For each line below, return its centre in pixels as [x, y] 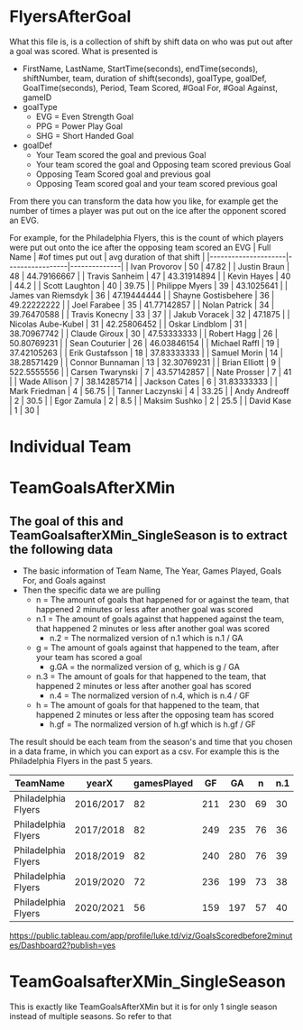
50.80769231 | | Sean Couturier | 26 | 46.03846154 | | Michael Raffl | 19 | [144, 343]
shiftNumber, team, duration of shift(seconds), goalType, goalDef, [145, 78]
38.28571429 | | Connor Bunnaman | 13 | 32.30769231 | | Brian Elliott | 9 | [145, 362]
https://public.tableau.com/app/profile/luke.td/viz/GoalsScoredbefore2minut [151, 936]
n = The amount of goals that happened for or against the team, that [162, 600]
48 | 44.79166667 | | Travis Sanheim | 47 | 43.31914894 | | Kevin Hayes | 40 [150, 276]
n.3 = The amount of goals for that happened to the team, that [151, 676]
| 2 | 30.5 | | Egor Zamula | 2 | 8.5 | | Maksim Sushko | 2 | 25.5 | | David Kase [150, 400]
